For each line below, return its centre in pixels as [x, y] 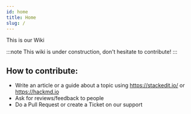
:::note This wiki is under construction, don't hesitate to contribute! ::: [92, 52]
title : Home [21, 17]
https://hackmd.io [37, 92]
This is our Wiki [25, 40]
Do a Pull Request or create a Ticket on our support [79, 105]
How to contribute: [42, 71]
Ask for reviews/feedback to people [59, 98]
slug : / [16, 23]
